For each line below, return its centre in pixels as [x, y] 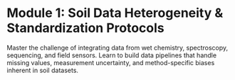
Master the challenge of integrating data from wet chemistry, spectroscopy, [117, 47]
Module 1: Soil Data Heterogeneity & [115, 13]
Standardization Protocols [85, 28]
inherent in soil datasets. [43, 70]
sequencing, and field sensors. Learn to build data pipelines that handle [112, 55]
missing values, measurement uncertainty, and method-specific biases [111, 62]
